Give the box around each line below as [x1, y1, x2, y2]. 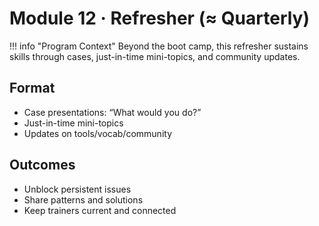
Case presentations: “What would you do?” [23, 106, 202, 118]
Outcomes [9, 157, 76, 174]
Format [9, 80, 56, 97]
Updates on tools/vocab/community [23, 127, 172, 139]
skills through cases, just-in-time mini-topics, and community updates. [9, 50, 301, 62]
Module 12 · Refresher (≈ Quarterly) [9, 7, 311, 30]
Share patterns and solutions [23, 193, 144, 206]
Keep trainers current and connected [23, 204, 177, 216]
